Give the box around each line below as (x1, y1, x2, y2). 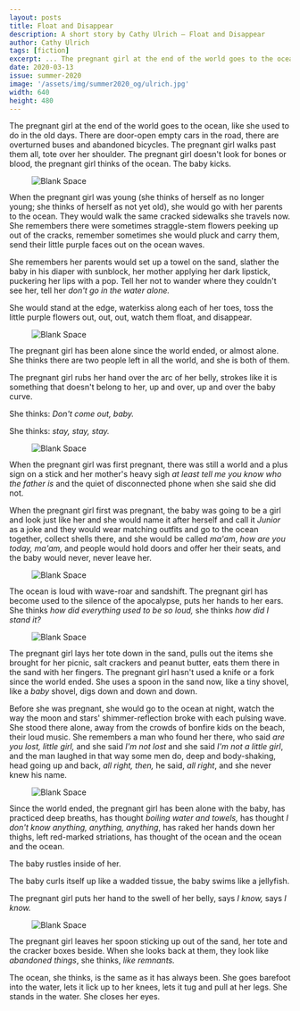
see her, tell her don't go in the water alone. (9, 285, 171, 296)
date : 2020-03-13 (9, 63, 74, 72)
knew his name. (9, 770, 67, 781)
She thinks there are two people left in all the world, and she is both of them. (9, 355, 290, 366)
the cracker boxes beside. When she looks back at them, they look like (9, 946, 270, 957)
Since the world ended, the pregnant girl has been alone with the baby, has (9, 803, 286, 814)
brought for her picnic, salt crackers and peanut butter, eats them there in (9, 657, 279, 668)
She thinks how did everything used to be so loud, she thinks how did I (9, 605, 270, 616)
